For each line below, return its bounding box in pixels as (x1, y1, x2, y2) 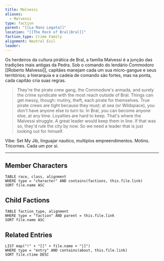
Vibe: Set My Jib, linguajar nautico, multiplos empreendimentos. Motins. (5, 137, 150, 144)
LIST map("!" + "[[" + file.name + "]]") (5, 244, 91, 249)
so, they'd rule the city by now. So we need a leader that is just (17, 123, 143, 129)
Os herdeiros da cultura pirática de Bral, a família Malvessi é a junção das (5, 56, 153, 62)
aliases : (5, 12, 23, 17)
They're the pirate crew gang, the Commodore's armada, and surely (17, 87, 154, 93)
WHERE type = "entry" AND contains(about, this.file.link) (5, 248, 128, 253)
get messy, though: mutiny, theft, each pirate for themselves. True (17, 97, 150, 103)
